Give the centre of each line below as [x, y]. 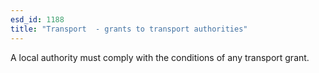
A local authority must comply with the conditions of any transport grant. [160, 57]
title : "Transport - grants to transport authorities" [129, 29]
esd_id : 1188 [37, 19]
